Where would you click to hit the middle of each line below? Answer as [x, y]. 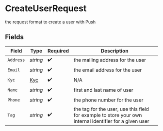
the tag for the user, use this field [111, 109]
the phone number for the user [108, 100]
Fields [15, 37]
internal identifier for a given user [111, 121]
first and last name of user [103, 90]
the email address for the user [108, 70]
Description [114, 50]
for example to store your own [108, 115]
